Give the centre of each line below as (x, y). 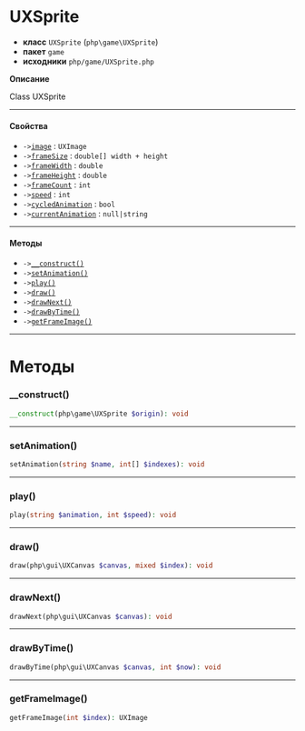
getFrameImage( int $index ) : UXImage (79, 717)
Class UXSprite (38, 96)
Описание (30, 78)
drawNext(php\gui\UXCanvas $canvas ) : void (91, 616)
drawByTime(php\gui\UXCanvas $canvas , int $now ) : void (115, 667)
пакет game (44, 51)
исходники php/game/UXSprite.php (88, 61)
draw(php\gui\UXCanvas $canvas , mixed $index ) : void (111, 566)
